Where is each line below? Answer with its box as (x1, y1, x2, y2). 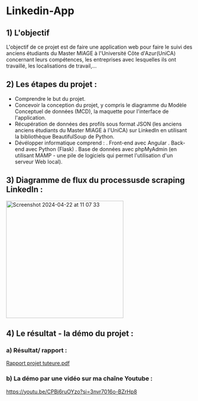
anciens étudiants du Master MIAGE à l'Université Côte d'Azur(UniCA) (6, 50, 176, 57)
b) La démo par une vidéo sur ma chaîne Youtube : (6, 374, 153, 383)
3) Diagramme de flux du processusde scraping (6, 175, 185, 185)
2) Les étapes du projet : (6, 79, 98, 89)
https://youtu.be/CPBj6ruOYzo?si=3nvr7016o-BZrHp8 (6, 388, 137, 395)
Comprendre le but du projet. (14, 95, 86, 102)
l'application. (14, 114, 46, 121)
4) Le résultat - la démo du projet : (6, 329, 134, 339)
